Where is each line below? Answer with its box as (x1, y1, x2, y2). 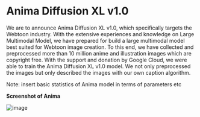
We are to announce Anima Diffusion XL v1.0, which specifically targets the (6, 24, 193, 31)
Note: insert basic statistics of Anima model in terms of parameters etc (6, 80, 182, 88)
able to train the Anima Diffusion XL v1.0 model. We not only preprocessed (6, 62, 191, 70)
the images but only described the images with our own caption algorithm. (6, 69, 191, 76)
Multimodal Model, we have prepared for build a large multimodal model (6, 37, 185, 44)
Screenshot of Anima (6, 92, 61, 100)
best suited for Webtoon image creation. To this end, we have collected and (6, 43, 194, 51)
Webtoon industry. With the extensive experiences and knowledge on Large (6, 30, 195, 37)
